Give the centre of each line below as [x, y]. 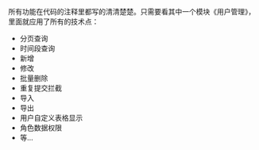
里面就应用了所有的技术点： [54, 21]
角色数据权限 [41, 128]
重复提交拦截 [41, 88]
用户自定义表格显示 [51, 118]
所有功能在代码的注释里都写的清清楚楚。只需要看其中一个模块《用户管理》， [132, 12]
